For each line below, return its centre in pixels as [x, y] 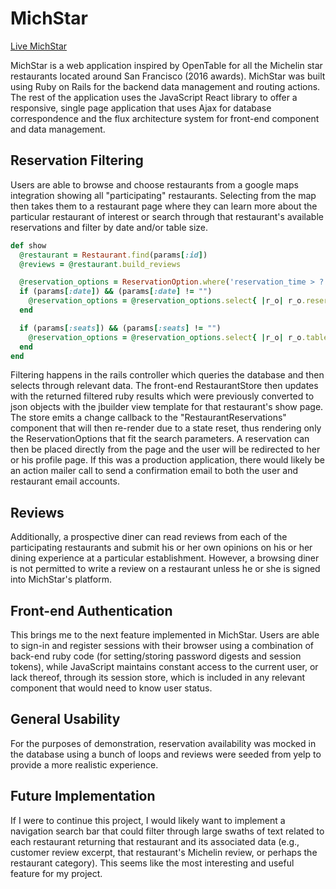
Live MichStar [39, 46]
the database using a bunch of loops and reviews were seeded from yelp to [166, 754]
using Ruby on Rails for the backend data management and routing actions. [165, 86]
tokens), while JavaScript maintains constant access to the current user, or [164, 666]
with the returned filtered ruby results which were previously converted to [162, 396]
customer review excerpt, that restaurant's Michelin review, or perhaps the [164, 852]
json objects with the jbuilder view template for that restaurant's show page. [167, 407]
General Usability [65, 719]
